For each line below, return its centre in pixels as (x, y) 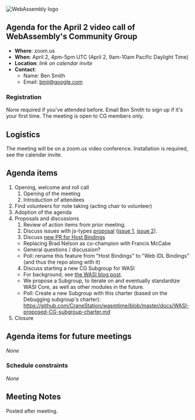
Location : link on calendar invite (53, 63)
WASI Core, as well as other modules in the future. (84, 286)
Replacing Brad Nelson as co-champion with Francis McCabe (97, 243)
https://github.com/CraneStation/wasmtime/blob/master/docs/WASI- (106, 305)
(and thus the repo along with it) (62, 262)
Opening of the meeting (52, 193)
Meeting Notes (34, 397)
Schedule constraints (37, 366)
